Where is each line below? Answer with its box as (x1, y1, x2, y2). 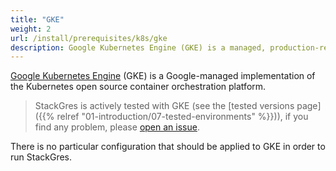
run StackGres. (10, 151, 72, 163)
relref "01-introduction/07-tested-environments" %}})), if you (56, 111, 309, 123)
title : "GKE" (10, 14, 65, 25)
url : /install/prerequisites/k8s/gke (10, 33, 168, 43)
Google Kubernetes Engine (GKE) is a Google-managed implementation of (10, 70, 316, 82)
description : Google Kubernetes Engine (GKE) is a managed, (10, 42, 267, 53)
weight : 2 (10, 24, 52, 34)
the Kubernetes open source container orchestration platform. (10, 81, 267, 93)
